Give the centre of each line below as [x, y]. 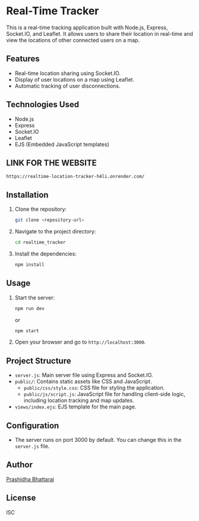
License [21, 498]
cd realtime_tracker [40, 242]
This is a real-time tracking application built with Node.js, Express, [87, 27]
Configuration [33, 425]
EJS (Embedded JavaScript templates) [62, 144]
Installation [27, 195]
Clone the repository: [41, 209]
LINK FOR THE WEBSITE [51, 163]
